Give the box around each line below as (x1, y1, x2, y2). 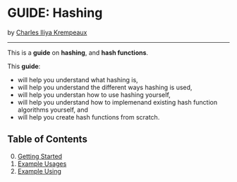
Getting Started (17, 152, 62, 160)
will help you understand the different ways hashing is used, (17, 83, 193, 91)
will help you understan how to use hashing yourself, (17, 90, 171, 99)
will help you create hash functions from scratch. (17, 112, 160, 121)
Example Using (17, 167, 62, 175)
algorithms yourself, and (17, 105, 88, 114)
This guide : (7, 62, 41, 70)
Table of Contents (7, 134, 88, 145)
